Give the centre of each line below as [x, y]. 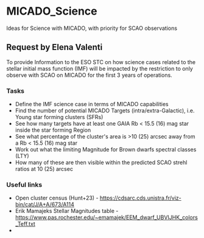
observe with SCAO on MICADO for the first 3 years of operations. [89, 75]
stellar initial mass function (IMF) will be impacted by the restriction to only [100, 68]
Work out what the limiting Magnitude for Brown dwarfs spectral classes [106, 150]
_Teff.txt [25, 224]
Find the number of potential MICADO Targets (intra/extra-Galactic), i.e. [105, 110]
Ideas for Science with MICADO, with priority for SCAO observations [92, 28]
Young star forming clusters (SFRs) [59, 117]
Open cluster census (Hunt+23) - [57, 198]
